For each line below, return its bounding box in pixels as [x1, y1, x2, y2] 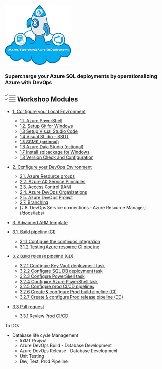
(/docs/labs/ [19, 210, 45, 216]
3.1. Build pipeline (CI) [12, 229, 56, 235]
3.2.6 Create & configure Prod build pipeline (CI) [19, 288, 117, 295]
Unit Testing [19, 353, 44, 359]
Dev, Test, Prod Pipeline [19, 358, 68, 364]
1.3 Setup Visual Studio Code [19, 128, 78, 134]
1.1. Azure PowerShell [19, 117, 63, 123]
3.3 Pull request [12, 303, 44, 310]
